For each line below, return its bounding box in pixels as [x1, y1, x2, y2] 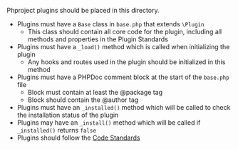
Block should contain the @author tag [27, 96, 139, 104]
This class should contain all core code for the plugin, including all [27, 28, 222, 36]
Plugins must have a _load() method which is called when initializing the [16, 43, 230, 51]
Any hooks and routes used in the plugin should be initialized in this [27, 58, 226, 66]
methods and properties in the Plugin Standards [27, 35, 169, 43]
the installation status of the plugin [16, 111, 119, 119]
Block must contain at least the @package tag [27, 88, 163, 96]
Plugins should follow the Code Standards [16, 133, 140, 142]
